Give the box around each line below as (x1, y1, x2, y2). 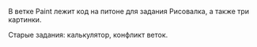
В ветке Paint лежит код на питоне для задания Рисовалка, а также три (8, 7, 250, 16)
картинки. (8, 15, 42, 24)
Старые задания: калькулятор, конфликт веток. (8, 31, 168, 39)
